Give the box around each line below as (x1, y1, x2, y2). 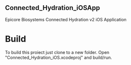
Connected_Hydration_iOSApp (5, 4, 100, 12)
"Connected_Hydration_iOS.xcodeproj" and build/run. (5, 54, 113, 60)
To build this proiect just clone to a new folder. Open (5, 49, 110, 55)
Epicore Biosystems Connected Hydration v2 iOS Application (5, 16, 127, 22)
